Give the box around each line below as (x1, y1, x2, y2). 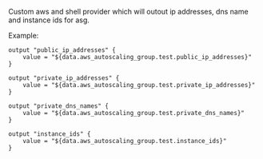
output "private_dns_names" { (8, 102, 110, 110)
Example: (8, 31, 39, 40)
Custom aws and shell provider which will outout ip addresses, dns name (8, 7, 249, 16)
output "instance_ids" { (8, 130, 91, 138)
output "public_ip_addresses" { (8, 46, 116, 54)
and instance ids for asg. (8, 15, 90, 25)
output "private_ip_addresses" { (8, 74, 120, 82)
